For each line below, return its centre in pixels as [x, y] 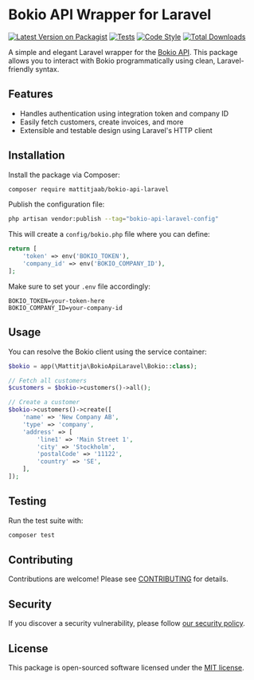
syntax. [47, 69]
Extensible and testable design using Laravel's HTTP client [116, 130]
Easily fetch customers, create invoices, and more [102, 122]
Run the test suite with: [46, 521]
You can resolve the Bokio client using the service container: [107, 352]
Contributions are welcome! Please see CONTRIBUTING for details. [118, 579]
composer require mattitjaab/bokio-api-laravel [89, 189]
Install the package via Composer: [64, 175]
